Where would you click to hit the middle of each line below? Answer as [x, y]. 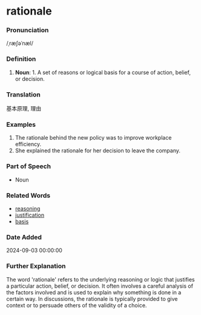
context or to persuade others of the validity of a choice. [77, 305]
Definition [21, 59]
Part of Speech [29, 166]
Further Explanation [36, 266]
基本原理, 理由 [24, 109]
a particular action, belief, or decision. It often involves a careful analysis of [100, 286]
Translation [23, 94]
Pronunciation [28, 30]
